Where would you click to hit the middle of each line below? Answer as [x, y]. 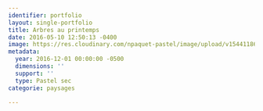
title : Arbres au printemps [54, 30]
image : [19, 45]
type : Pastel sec [43, 81]
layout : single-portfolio [50, 23]
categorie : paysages [42, 88]
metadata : [24, 52]
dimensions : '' [40, 66]
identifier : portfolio [45, 15]
